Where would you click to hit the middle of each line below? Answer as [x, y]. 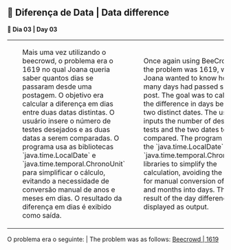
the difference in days [179, 104]
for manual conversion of [184, 181]
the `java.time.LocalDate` [184, 146]
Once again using [172, 60]
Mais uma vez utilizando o [64, 52]
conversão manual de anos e [69, 190]
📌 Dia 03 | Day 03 [32, 29]
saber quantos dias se [58, 78]
